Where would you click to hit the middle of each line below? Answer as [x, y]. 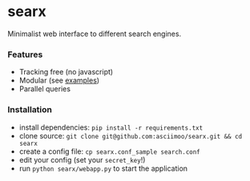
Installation [30, 110]
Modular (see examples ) [59, 80]
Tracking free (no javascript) [66, 72]
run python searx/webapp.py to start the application [103, 168]
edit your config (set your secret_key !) [82, 159]
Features [25, 54]
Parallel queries [45, 89]
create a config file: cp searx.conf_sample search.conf [110, 151]
